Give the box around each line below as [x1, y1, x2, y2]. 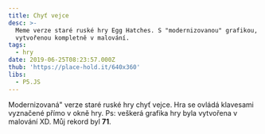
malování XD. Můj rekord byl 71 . [8, 117, 111, 126]
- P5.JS [15, 78, 41, 86]
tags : [8, 41, 26, 49]
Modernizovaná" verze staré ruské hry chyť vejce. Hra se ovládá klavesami [8, 100, 255, 109]
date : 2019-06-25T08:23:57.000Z [8, 56, 115, 64]
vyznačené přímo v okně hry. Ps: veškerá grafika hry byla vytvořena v [8, 108, 238, 117]
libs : [8, 71, 26, 78]
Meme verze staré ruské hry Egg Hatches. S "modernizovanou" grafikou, [15, 26, 259, 34]
